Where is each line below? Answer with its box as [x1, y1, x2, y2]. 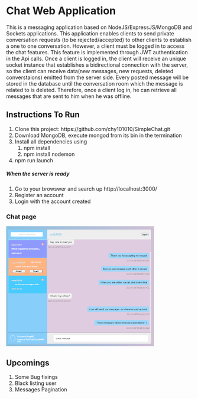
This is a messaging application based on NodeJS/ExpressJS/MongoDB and [6, 24, 192, 31]
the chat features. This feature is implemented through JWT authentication [6, 48, 188, 55]
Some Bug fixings [14, 374, 58, 381]
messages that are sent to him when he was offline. [6, 93, 132, 100]
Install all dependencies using [14, 138, 87, 145]
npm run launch [14, 156, 53, 163]
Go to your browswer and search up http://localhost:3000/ [14, 185, 158, 192]
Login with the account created [14, 198, 91, 205]
